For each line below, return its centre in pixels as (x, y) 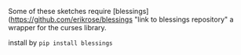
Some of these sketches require (60, 11)
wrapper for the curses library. (58, 27)
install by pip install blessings (60, 43)
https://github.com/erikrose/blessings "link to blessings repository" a (122, 19)
